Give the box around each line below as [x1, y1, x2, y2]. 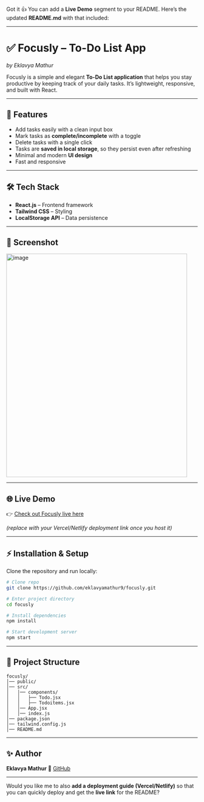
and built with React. [6, 86, 58, 93]
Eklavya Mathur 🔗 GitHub [6, 764, 71, 772]
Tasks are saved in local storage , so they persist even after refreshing [15, 145, 191, 152]
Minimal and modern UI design [15, 151, 93, 158]
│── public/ [6, 678, 36, 685]
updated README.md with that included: [6, 15, 109, 21]
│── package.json [6, 716, 50, 722]
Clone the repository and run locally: [6, 568, 98, 574]
